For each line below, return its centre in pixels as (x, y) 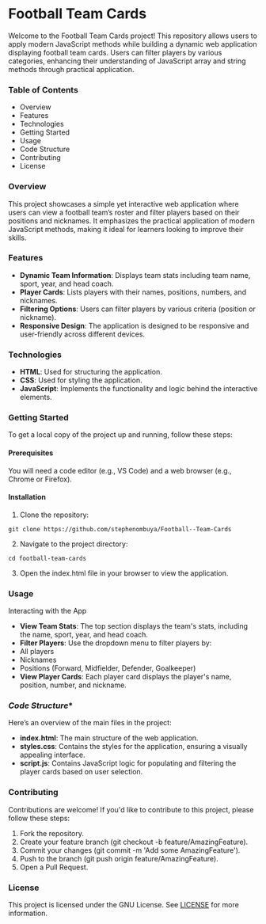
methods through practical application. (71, 69)
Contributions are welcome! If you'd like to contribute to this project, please (131, 809)
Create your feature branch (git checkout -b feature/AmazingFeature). (134, 842)
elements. (36, 397)
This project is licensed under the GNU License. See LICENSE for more (123, 905)
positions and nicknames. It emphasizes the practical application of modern (132, 221)
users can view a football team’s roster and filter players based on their (124, 212)
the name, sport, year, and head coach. (84, 635)
